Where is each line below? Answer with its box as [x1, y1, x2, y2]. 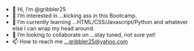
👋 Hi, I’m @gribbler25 [12, 6, 66, 13]
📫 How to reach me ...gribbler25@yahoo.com [12, 38, 128, 45]
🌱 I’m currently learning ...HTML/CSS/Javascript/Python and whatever [12, 19, 189, 25]
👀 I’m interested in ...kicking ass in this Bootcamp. [12, 12, 137, 19]
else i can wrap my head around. [12, 25, 95, 32]
